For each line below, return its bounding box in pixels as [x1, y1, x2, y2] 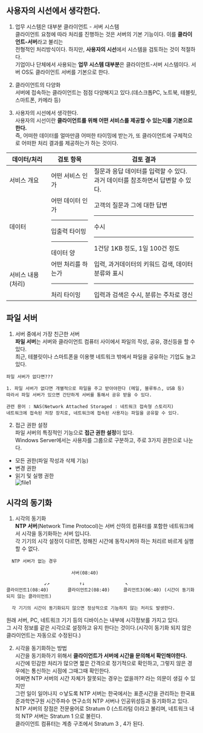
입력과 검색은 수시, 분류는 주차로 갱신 [94, 290, 193, 299]
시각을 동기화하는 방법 [14, 645, 68, 652]
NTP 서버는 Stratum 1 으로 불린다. [21, 712, 103, 720]
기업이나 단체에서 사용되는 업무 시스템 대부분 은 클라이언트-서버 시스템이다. [14, 60, 190, 68]
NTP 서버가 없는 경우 [11, 558, 57, 564]
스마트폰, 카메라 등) [14, 96, 61, 103]
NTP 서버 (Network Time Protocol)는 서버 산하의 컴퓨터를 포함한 [14, 523, 168, 530]
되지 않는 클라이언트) [6, 593, 52, 600]
